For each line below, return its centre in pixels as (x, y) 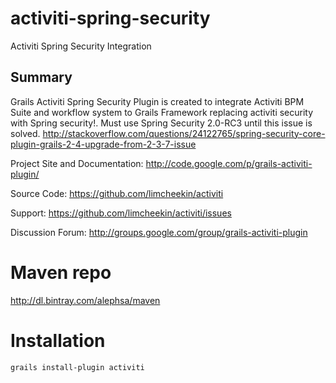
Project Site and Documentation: (77, 163)
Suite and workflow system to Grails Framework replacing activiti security (162, 112)
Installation (58, 340)
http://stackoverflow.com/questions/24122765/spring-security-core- (184, 133)
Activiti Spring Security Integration (81, 46)
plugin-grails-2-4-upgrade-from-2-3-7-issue (103, 144)
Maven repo (61, 272)
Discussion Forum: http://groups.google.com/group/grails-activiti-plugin (159, 232)
